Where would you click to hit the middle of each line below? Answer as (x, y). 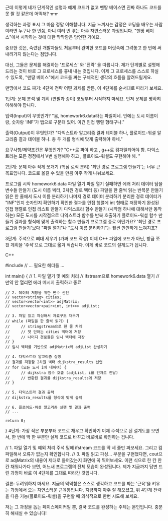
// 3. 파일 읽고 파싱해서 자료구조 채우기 (42, 316)
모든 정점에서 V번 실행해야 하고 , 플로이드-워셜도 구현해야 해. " (79, 156)
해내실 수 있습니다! (28, 513)
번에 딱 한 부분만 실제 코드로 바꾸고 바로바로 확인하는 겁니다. (76, 437)
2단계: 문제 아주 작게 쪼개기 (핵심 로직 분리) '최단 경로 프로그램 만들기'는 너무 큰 (83, 167)
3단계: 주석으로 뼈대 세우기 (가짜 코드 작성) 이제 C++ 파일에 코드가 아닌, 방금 (80, 239)
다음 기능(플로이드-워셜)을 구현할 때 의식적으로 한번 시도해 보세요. (74, 496)
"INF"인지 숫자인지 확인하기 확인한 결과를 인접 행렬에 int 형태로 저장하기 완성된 (82, 203)
